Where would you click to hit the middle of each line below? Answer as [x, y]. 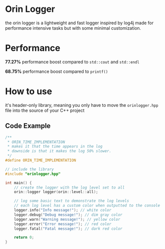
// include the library [30, 169]
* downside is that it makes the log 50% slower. [59, 151]
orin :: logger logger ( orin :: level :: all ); [56, 192]
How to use [29, 91]
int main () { [19, 183]
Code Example [28, 126]
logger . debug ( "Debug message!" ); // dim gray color [68, 215]
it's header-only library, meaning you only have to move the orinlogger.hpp [82, 105]
